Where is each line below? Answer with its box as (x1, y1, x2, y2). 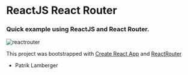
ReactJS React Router (6, 4, 117, 17)
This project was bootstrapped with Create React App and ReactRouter (6, 50, 182, 58)
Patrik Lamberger (14, 62, 58, 69)
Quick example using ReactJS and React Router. (6, 25, 150, 34)
